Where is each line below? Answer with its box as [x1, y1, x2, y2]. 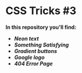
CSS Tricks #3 [5, 4, 77, 18]
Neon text [14, 35, 39, 42]
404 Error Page [14, 60, 53, 67]
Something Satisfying [14, 41, 69, 48]
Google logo [14, 54, 45, 61]
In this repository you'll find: [5, 24, 77, 31]
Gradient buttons [14, 47, 57, 54]
